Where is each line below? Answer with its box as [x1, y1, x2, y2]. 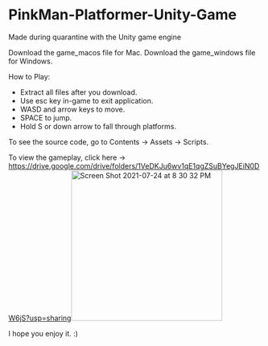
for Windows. [8, 56, 53, 66]
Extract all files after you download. [19, 87, 138, 97]
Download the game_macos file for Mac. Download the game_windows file [8, 47, 256, 57]
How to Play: [8, 71, 51, 81]
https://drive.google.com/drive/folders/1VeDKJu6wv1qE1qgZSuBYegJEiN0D [8, 161, 260, 170]
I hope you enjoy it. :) [8, 328, 79, 338]
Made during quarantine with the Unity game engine [8, 32, 182, 42]
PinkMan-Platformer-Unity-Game [8, 6, 237, 24]
